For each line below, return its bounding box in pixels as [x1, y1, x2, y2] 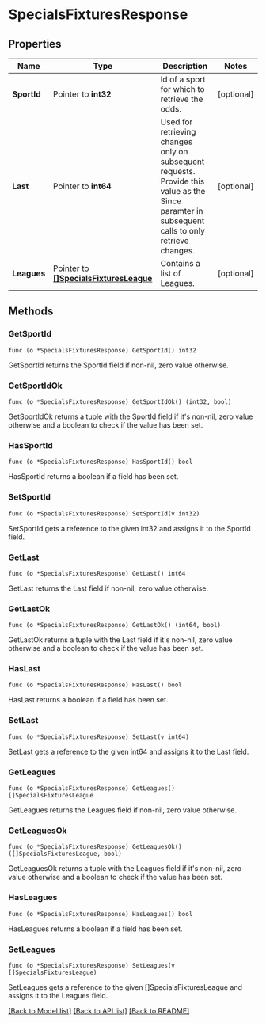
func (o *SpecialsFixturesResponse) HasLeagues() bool [8, 910, 193, 918]
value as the [160, 186, 206, 196]
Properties [8, 37, 62, 51]
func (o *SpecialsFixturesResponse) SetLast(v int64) [8, 732, 190, 741]
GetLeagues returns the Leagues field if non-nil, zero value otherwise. [8, 805, 237, 815]
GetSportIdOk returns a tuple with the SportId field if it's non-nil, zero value [8, 412, 253, 421]
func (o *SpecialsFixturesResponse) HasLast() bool [8, 681, 182, 690]
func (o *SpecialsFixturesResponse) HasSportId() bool [8, 458, 193, 466]
